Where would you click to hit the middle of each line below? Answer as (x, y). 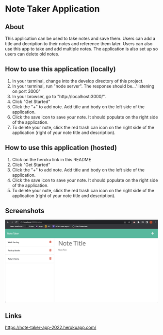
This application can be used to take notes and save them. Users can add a (80, 38)
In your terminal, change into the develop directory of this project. (78, 81)
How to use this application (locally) (60, 69)
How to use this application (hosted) (61, 148)
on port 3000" (26, 91)
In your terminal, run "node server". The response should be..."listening (83, 86)
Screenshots (25, 211)
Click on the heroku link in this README (51, 159)
